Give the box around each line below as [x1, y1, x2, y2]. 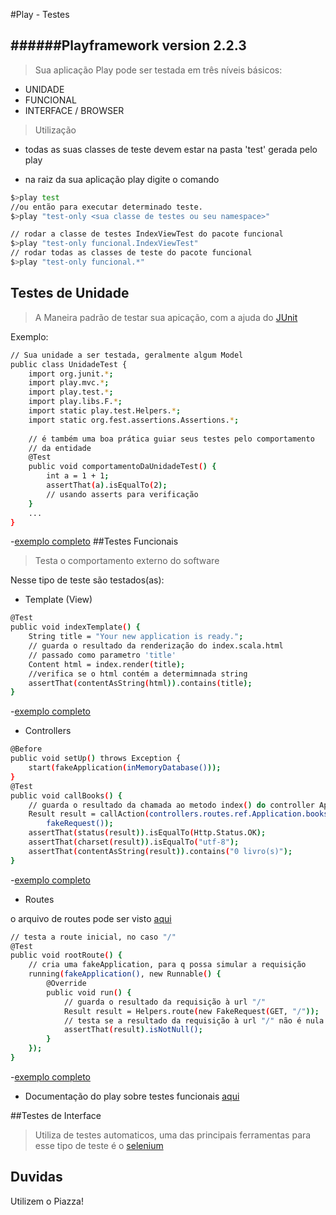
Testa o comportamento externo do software [34, 555, 220, 567]
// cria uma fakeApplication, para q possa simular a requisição [28, 960, 307, 970]
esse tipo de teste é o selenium [34, 1139, 164, 1151]
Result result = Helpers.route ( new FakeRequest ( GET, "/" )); [63, 1006, 320, 1016]
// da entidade [28, 443, 92, 453]
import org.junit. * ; [28, 369, 114, 379]
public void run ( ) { [46, 987, 132, 998]
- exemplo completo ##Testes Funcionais [10, 535, 179, 548]
